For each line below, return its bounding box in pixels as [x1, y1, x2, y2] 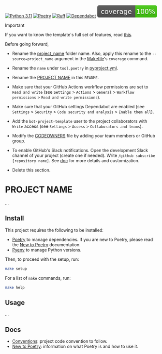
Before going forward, [5, 41, 49, 47]
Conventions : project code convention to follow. [12, 338, 108, 344]
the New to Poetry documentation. [12, 241, 81, 248]
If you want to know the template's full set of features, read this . [5, 32, 133, 37]
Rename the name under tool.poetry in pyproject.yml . [12, 65, 118, 71]
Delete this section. [12, 167, 51, 173]
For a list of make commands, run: [5, 275, 71, 281]
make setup [5, 266, 27, 271]
